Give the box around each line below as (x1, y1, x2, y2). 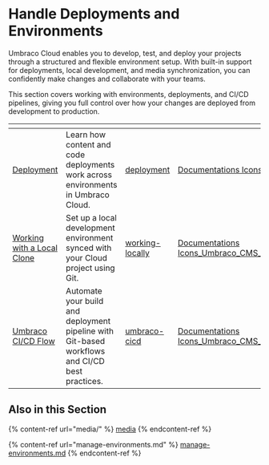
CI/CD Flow (12, 335, 55, 346)
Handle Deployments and (8, 5, 180, 23)
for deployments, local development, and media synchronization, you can (8, 65, 251, 75)
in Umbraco (65, 189, 110, 200)
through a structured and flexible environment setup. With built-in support (8, 57, 252, 67)
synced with (65, 242, 112, 253)
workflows (65, 346, 106, 357)
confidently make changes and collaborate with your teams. (8, 74, 206, 83)
